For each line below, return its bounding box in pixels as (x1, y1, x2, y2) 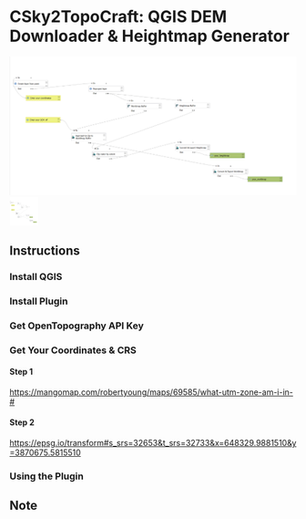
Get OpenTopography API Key (9, 319, 144, 332)
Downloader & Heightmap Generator (9, 26, 290, 47)
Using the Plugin (9, 470, 84, 483)
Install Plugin (9, 295, 68, 307)
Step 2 (9, 417, 35, 428)
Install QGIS (9, 270, 63, 283)
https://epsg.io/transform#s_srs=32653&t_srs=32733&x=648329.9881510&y (9, 438, 297, 449)
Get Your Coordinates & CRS (9, 344, 137, 357)
